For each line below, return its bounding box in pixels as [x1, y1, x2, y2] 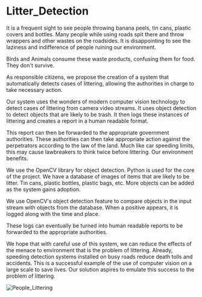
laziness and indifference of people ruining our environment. [6, 44, 157, 51]
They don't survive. [6, 62, 55, 69]
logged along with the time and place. [6, 210, 100, 217]
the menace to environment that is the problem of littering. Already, [6, 246, 173, 253]
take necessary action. [6, 86, 63, 93]
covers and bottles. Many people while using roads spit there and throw [6, 30, 185, 38]
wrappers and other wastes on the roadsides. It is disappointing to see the [6, 37, 191, 44]
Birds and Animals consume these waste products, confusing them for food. [6, 55, 195, 62]
